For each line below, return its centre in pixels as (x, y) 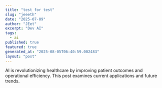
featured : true (21, 47)
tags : (11, 33)
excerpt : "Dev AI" (24, 28)
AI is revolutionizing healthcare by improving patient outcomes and (74, 70)
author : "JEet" (21, 24)
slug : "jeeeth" (21, 14)
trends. (12, 81)
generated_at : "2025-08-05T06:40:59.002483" (52, 51)
